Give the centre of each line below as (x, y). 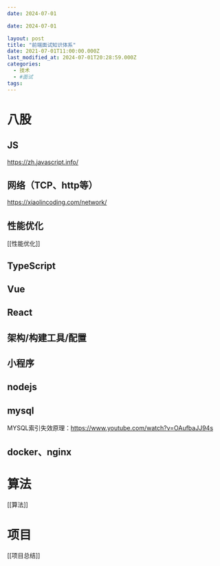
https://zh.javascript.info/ (43, 162)
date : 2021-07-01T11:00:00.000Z (53, 51)
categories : (24, 64)
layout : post (26, 39)
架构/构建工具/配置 (47, 337)
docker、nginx (40, 452)
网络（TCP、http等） (52, 185)
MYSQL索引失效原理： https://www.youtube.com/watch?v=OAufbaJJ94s (110, 428)
